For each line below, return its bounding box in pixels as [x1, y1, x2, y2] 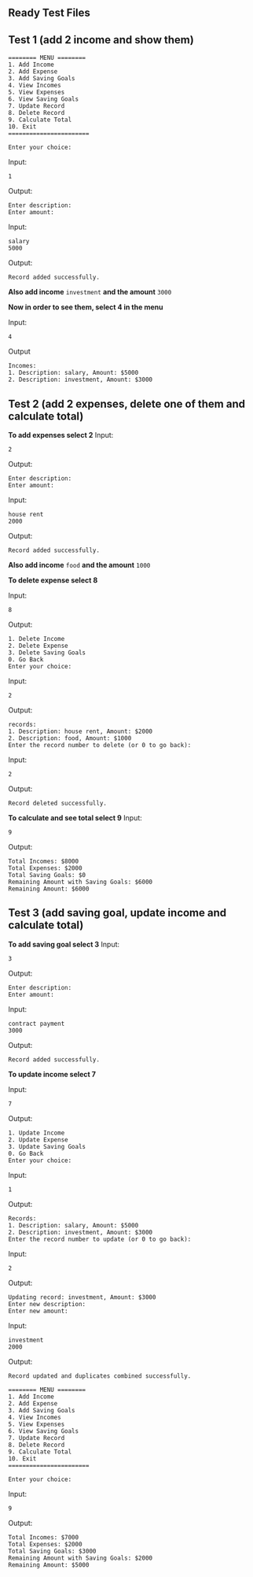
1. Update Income [8, 1129, 65, 1137]
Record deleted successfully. [8, 799, 108, 808]
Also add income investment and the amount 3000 [8, 287, 172, 297]
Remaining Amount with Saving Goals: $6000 [8, 878, 153, 887]
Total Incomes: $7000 [8, 1533, 79, 1542]
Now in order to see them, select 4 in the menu [8, 302, 163, 312]
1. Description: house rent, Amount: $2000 [8, 727, 153, 735]
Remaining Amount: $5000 [8, 1560, 90, 1569]
